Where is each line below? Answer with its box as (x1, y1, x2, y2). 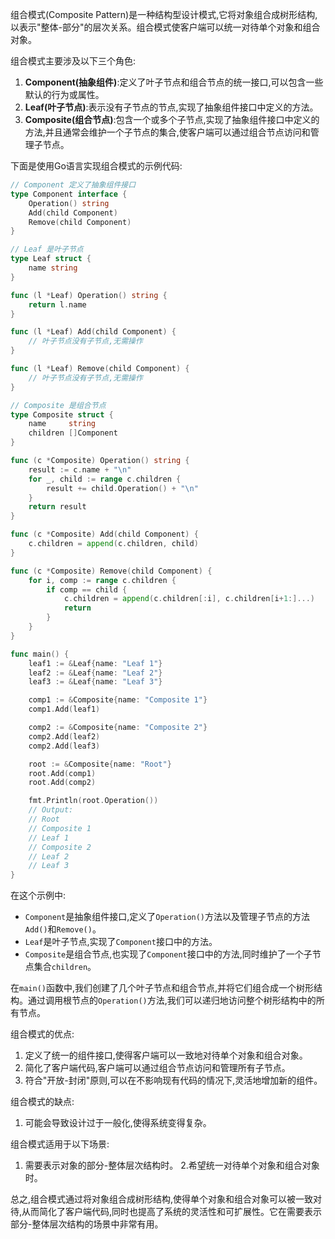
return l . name (28, 299, 87, 310)
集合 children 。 (33, 961, 97, 973)
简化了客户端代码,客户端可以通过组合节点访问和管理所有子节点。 (24, 1062, 291, 1074)
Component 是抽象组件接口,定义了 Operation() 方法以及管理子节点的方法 (24, 911, 311, 923)
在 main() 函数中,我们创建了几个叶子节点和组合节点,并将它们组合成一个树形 (10, 982, 315, 994)
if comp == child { (46, 584, 128, 595)
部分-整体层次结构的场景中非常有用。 (10, 1218, 164, 1230)
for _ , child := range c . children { (28, 474, 182, 484)
